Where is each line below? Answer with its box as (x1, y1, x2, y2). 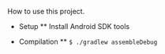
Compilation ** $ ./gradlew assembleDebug (18, 37, 158, 46)
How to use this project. (7, 7, 85, 16)
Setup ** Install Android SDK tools (18, 22, 130, 31)
